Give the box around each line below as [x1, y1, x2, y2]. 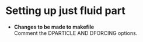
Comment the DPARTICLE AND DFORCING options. [13, 29, 138, 36]
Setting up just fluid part [5, 4, 126, 17]
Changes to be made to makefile [13, 23, 95, 30]
